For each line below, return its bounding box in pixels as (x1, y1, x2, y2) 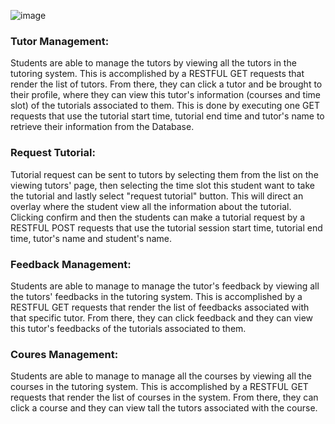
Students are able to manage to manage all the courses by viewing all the (10, 370, 312, 382)
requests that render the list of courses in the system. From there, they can (10, 391, 319, 404)
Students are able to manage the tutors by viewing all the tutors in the (10, 57, 297, 69)
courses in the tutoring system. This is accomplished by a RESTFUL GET (10, 381, 309, 393)
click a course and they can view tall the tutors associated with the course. (10, 402, 318, 414)
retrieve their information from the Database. (10, 121, 195, 133)
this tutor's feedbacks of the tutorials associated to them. (10, 322, 247, 334)
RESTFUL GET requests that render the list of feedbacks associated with (10, 301, 310, 313)
